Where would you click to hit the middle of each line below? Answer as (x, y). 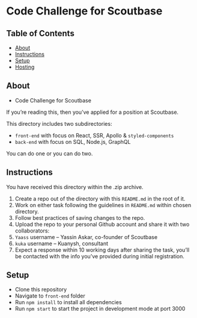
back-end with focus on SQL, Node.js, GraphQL (73, 142)
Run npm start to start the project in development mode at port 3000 (100, 309)
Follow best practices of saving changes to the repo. (80, 217)
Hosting (25, 67)
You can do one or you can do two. (50, 153)
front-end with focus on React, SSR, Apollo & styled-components (94, 135)
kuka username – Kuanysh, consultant (62, 243)
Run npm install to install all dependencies (68, 302)
